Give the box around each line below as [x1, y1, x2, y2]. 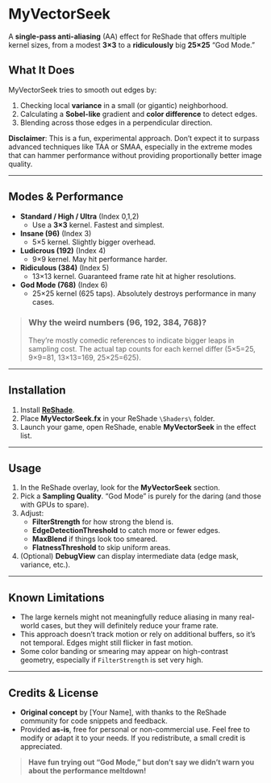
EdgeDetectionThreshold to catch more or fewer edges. [31, 526, 220, 535]
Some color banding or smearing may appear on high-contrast [19, 647, 228, 656]
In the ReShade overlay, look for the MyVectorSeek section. [19, 483, 220, 493]
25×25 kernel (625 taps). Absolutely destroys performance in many [31, 288, 256, 298]
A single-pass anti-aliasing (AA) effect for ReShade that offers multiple [8, 31, 247, 41]
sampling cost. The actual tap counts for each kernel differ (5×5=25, [27, 344, 256, 353]
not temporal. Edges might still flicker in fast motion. [19, 638, 194, 648]
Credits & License [8, 686, 99, 700]
